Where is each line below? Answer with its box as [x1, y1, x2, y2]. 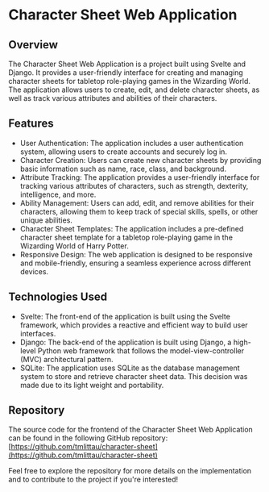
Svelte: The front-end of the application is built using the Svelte [19, 311, 231, 321]
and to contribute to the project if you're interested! [8, 474, 179, 485]
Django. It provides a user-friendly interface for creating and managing [8, 68, 243, 77]
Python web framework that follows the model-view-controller [37, 345, 244, 356]
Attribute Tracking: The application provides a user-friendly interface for [19, 172, 260, 182]
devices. [19, 266, 49, 276]
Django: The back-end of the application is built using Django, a [19, 337, 232, 347]
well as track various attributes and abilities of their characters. [8, 94, 217, 102]
